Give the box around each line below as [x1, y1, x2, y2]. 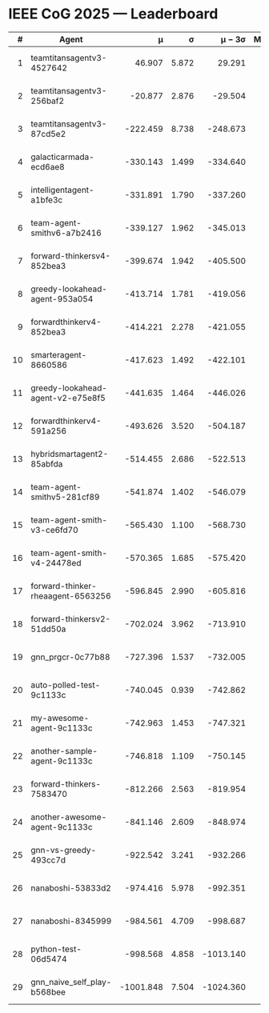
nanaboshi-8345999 [30, 915, 112, 927]
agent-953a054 [30, 293, 94, 304]
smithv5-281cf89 [30, 491, 100, 502]
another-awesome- [30, 811, 107, 823]
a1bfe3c [30, 194, 63, 205]
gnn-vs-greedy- [30, 844, 97, 855]
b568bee [30, 986, 66, 997]
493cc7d [30, 854, 66, 865]
